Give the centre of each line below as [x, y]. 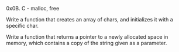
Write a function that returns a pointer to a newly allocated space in [87, 37]
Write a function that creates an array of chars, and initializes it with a [90, 19]
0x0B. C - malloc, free [33, 8]
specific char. [23, 26]
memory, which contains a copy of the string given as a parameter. [87, 43]
